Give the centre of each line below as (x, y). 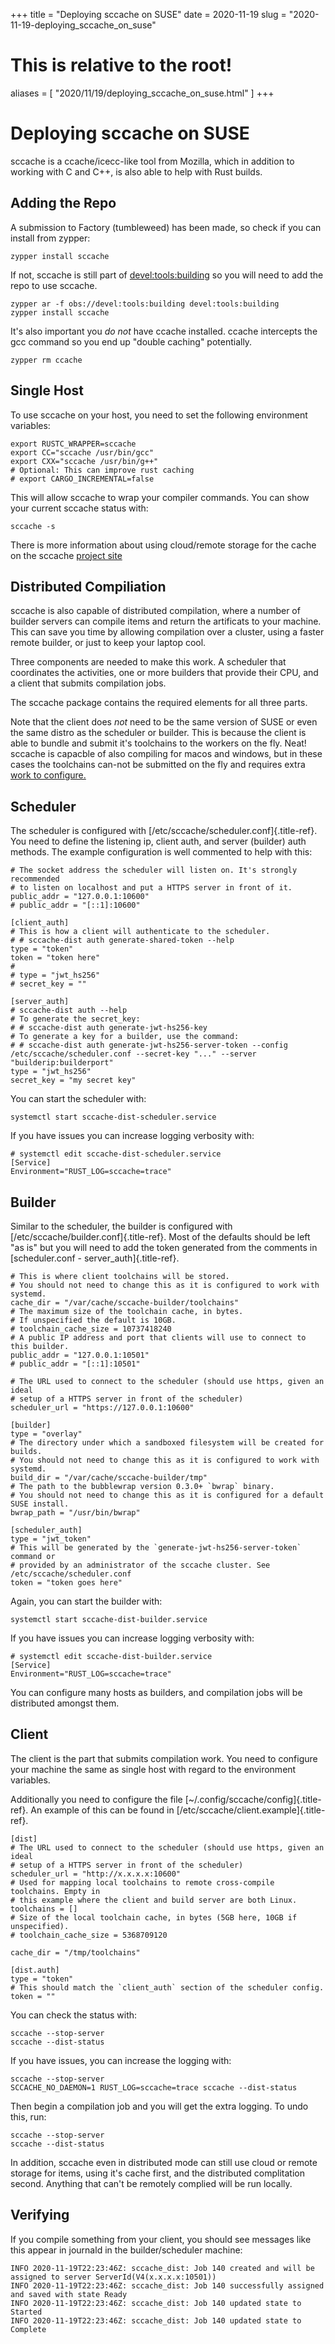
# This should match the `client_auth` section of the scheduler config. (167, 1987)
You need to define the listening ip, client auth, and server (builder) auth (158, 841)
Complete (28, 2329)
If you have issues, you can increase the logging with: (121, 2060)
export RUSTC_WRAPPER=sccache (73, 444)
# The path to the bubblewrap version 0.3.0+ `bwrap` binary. (142, 1486)
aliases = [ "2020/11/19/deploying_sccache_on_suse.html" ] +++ (142, 93)
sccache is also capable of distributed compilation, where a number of (155, 611)
